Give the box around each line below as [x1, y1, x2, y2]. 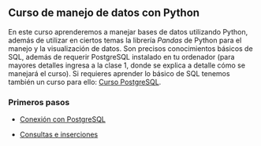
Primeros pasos [8, 97, 70, 108]
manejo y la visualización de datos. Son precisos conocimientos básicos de [8, 43, 254, 53]
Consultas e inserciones [19, 130, 99, 140]
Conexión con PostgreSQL [19, 115, 106, 124]
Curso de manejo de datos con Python [8, 6, 199, 20]
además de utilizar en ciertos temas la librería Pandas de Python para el [8, 35, 242, 45]
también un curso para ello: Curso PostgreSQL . [8, 77, 162, 86]
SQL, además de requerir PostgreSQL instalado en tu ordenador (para [8, 52, 235, 61]
